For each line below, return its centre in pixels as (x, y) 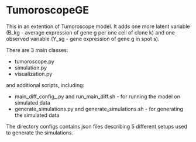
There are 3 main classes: (37, 50)
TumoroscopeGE (48, 10)
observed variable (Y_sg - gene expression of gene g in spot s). (83, 39)
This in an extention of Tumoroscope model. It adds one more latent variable (98, 26)
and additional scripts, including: (45, 85)
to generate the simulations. (40, 133)
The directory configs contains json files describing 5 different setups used (97, 126)
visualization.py (33, 74)
